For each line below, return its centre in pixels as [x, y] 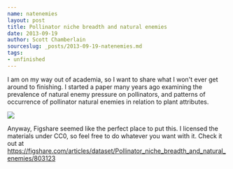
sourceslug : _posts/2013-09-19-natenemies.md [75, 46]
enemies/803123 [31, 158]
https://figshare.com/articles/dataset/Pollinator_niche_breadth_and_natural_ [116, 151]
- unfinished [26, 60]
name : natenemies [33, 14]
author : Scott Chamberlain [47, 40]
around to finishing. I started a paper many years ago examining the [105, 87]
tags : [15, 53]
